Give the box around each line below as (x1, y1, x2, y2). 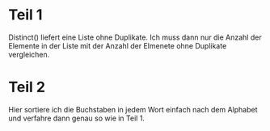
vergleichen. (8, 49, 50, 59)
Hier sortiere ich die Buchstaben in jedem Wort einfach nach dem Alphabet (8, 104, 258, 114)
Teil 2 (8, 78, 46, 96)
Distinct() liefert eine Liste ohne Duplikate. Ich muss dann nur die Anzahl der (8, 32, 262, 42)
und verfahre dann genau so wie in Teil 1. (8, 113, 146, 123)
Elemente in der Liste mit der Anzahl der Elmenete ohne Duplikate (8, 40, 227, 50)
